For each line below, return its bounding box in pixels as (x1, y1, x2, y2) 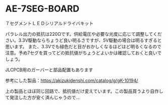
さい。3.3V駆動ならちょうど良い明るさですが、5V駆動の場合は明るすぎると (5, 37, 162, 43)
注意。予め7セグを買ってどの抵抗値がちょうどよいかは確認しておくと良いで (5, 50, 162, 56)
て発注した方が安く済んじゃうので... (5, 94, 80, 100)
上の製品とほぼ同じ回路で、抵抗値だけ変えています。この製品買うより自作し (5, 88, 164, 94)
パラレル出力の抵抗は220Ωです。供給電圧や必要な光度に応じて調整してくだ (5, 31, 162, 37)
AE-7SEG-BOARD (5, 3, 80, 15)
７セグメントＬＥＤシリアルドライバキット (5, 20, 94, 26)
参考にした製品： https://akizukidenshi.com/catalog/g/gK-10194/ (5, 77, 138, 83)
